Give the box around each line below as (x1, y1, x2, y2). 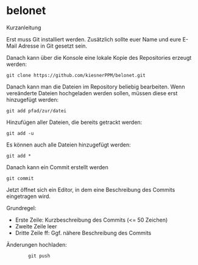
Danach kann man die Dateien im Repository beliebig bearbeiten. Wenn (6, 83, 185, 90)
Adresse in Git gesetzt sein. (18, 42, 87, 49)
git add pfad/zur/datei (6, 107, 67, 114)
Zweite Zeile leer (15, 222, 57, 230)
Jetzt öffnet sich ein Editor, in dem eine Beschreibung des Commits (6, 186, 175, 193)
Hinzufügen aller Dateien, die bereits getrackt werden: (6, 118, 143, 126)
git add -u (6, 130, 34, 136)
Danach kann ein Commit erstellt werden (6, 163, 108, 171)
